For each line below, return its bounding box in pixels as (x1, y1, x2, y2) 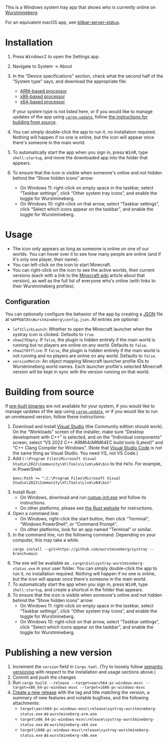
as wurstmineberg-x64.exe (44, 721, 97, 727)
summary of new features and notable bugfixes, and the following (12, 694, 149, 700)
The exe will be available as (12, 560, 69, 566)
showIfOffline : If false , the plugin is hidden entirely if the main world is (12, 347, 160, 353)
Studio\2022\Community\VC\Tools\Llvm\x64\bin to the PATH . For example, (12, 461, 162, 467)
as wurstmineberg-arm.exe (44, 710, 97, 716)
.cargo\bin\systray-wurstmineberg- (70, 561, 145, 566)
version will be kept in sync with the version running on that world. (12, 369, 150, 375)
